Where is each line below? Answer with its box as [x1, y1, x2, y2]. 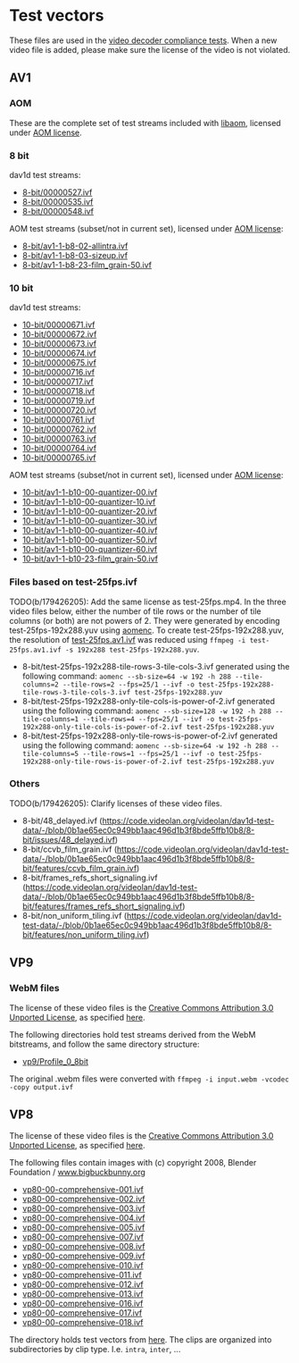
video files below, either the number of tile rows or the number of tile [9, 605, 262, 617]
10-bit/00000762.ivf [21, 424, 96, 434]
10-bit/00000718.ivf [21, 386, 96, 397]
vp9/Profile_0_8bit [21, 1056, 89, 1066]
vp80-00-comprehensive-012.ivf [21, 1279, 145, 1290]
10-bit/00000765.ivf [21, 452, 96, 463]
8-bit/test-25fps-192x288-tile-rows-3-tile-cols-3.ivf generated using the [21, 660, 290, 671]
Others [9, 778, 40, 790]
